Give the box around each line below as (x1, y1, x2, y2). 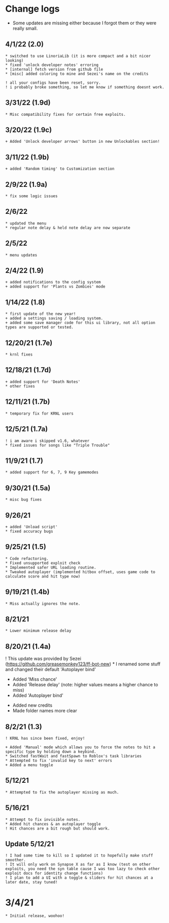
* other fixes (5, 384, 36, 389)
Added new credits (12, 702, 52, 709)
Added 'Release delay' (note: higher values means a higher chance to (12, 682, 158, 688)
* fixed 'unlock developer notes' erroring (5, 62, 99, 68)
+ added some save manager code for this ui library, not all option (5, 321, 156, 326)
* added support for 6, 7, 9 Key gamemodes (5, 470, 99, 475)
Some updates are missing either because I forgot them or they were (12, 20, 156, 26)
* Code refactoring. (5, 556, 49, 561)
